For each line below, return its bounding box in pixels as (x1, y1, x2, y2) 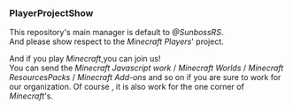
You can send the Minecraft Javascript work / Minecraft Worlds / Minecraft (9, 62, 284, 73)
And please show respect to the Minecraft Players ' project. (9, 36, 224, 47)
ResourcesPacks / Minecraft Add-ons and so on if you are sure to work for (9, 72, 281, 83)
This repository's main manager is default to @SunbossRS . (9, 27, 224, 38)
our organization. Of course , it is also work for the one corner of (9, 82, 245, 92)
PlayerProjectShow (9, 7, 94, 19)
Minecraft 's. (9, 91, 53, 101)
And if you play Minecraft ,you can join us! (9, 54, 161, 64)
